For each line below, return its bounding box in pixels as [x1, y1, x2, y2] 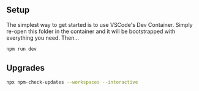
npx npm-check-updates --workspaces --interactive [6, 79, 138, 85]
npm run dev [6, 46, 37, 52]
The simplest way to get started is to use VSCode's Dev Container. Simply [6, 21, 193, 28]
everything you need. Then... [6, 34, 80, 42]
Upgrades [6, 63, 45, 73]
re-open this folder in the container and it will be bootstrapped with [6, 27, 176, 35]
